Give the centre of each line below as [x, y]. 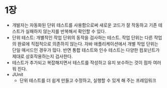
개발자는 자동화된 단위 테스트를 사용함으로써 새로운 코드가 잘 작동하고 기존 [85, 25]
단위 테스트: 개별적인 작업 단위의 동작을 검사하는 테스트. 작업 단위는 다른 [82, 37]
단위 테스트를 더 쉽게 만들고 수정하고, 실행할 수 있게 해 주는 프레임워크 [88, 80]
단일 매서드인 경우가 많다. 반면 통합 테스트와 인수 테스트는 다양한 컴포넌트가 [86, 50]
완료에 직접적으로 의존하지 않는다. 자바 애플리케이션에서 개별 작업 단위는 [88, 43]
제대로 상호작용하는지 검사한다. [43, 56]
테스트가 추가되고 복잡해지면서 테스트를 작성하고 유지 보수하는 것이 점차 [82, 62]
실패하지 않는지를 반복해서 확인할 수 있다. [66, 31]
